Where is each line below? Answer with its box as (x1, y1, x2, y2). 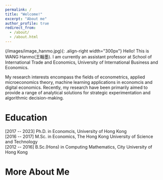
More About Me (5, 166, 70, 177)
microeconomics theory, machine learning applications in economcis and (5, 79, 153, 85)
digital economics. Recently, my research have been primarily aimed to (5, 84, 148, 90)
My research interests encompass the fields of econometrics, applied (5, 74, 145, 80)
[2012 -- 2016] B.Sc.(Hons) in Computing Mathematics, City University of (5, 144, 153, 150)
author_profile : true (5, 21, 49, 26)
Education (5, 112, 47, 123)
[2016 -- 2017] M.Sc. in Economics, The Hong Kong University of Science (5, 133, 153, 139)
